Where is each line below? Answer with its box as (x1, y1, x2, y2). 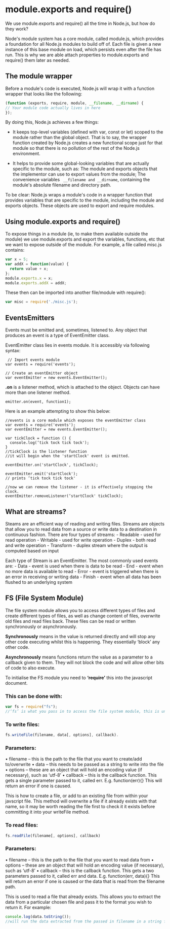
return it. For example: (5, 904, 52, 910)
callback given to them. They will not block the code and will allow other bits (5, 659, 164, 666)
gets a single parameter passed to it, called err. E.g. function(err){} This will (5, 778, 162, 784)
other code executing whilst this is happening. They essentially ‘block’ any (5, 639, 160, 645)
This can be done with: (5, 692, 63, 700)
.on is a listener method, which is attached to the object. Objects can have (5, 384, 160, 390)
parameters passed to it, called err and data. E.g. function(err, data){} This (5, 873, 160, 879)
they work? (5, 25, 29, 31)
